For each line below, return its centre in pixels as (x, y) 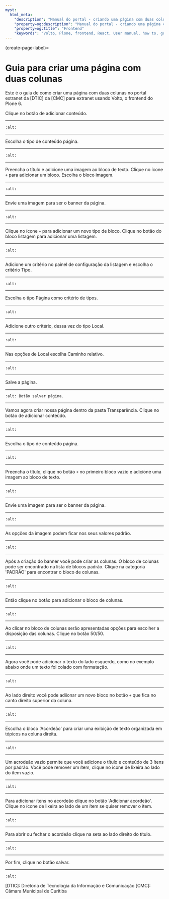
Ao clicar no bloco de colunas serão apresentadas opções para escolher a (82, 628)
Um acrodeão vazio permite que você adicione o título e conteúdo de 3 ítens (84, 762)
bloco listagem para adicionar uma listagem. (51, 236)
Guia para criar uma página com (73, 68)
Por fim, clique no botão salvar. (37, 862)
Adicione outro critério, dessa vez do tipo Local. (55, 326)
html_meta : (21, 15)
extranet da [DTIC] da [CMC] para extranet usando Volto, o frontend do (79, 98)
